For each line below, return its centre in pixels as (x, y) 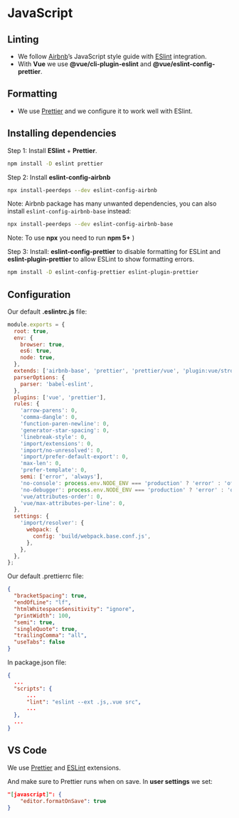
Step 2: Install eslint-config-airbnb (59, 177)
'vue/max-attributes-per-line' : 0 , (73, 503)
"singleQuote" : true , (46, 629)
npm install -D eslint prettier (55, 164)
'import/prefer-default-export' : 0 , (75, 457)
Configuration (39, 294)
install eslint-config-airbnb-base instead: (69, 211)
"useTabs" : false (39, 642)
